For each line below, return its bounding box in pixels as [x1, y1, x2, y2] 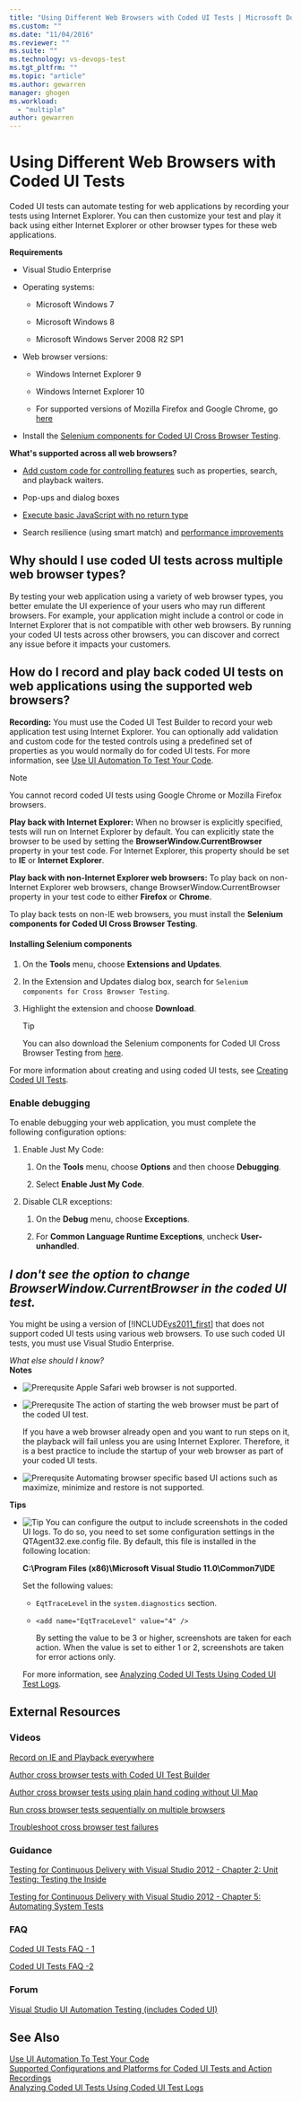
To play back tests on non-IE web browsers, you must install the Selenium [9, 908, 284, 919]
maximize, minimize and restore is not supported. [21, 1482, 204, 1492]
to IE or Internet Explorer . [9, 854, 105, 865]
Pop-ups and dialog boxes [21, 492, 120, 503]
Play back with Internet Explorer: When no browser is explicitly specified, [9, 817, 283, 827]
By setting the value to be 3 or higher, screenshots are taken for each [35, 1632, 292, 1643]
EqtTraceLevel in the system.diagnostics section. [35, 1598, 218, 1608]
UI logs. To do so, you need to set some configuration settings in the [21, 1526, 275, 1537]
